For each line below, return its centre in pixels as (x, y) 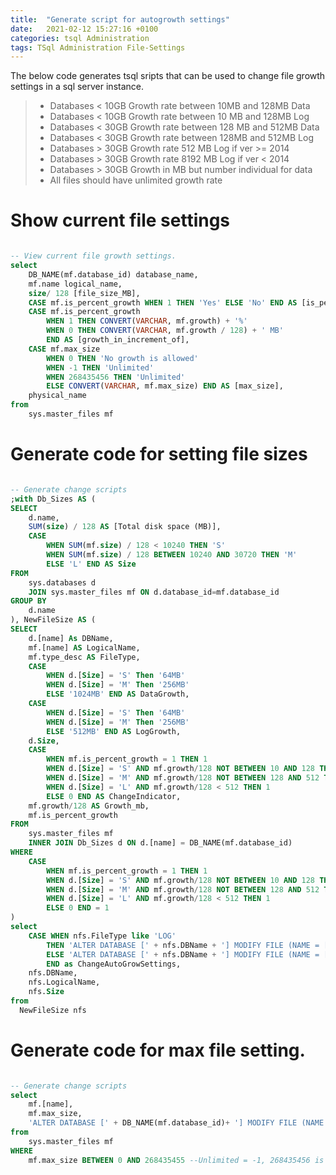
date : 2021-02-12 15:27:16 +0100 (84, 29)
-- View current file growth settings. (93, 256)
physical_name (57, 396)
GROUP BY (28, 601)
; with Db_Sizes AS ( (53, 499)
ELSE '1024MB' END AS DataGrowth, (118, 694)
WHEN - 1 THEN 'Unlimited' (100, 367)
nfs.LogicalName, (64, 982)
